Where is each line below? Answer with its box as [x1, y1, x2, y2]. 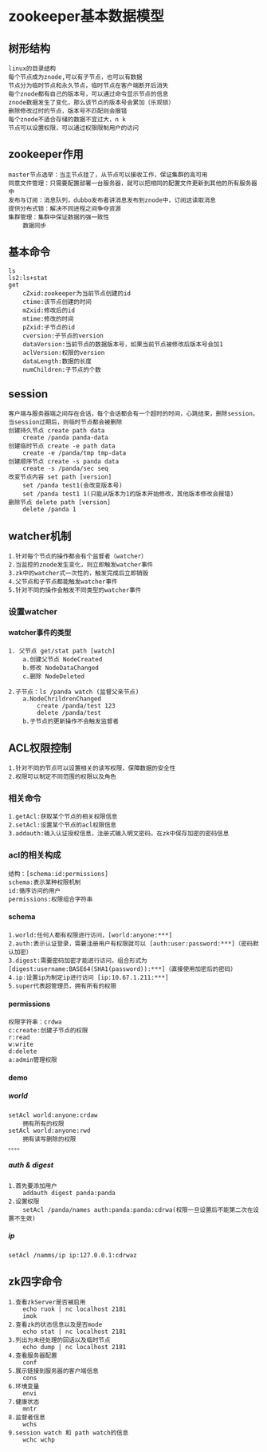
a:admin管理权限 [8, 1056, 57, 1064]
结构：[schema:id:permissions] [8, 870, 109, 878]
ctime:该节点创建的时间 [22, 298, 92, 306]
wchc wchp [22, 1435, 56, 1444]
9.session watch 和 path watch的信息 [8, 1429, 129, 1437]
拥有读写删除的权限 [22, 1134, 77, 1143]
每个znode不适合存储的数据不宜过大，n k [8, 116, 126, 124]
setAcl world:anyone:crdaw [8, 1111, 98, 1119]
